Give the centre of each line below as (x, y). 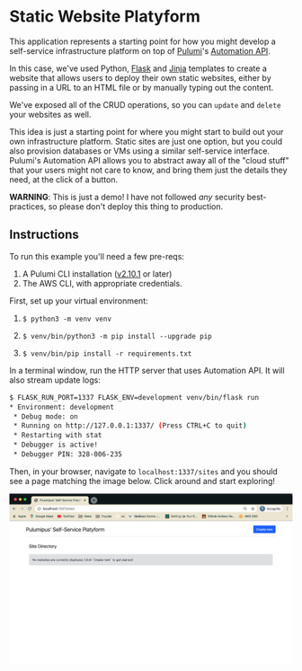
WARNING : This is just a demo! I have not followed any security (127, 197)
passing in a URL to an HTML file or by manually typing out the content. (142, 87)
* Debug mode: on (45, 416)
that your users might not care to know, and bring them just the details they (148, 170)
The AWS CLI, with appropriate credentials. (102, 283)
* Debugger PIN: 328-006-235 (68, 455)
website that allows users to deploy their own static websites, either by (140, 77)
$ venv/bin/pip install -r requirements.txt (107, 353)
